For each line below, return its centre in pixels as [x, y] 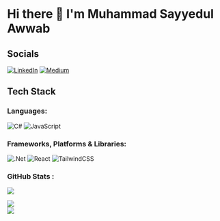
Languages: [27, 111]
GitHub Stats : [31, 176]
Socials [23, 54]
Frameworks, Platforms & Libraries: [67, 144]
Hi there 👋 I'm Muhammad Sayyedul [110, 14]
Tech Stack [31, 92]
